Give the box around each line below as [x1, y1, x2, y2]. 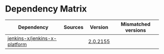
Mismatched [121, 21, 151, 27]
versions [125, 27, 146, 33]
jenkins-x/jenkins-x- [7, 35, 57, 41]
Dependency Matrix [5, 3, 87, 14]
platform [7, 41, 27, 48]
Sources [63, 24, 84, 30]
